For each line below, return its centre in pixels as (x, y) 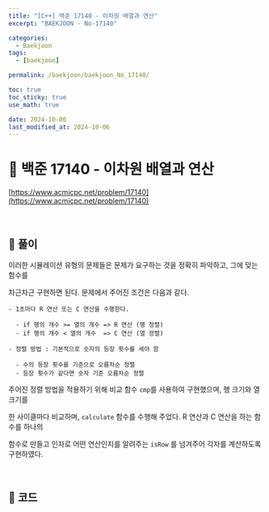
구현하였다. (26, 454)
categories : (28, 38)
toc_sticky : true (38, 97)
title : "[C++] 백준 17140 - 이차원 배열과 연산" (83, 16)
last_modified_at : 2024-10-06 (59, 127)
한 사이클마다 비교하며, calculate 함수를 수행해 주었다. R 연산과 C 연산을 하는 (130, 417)
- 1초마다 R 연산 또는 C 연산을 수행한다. (69, 309)
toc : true (25, 90)
